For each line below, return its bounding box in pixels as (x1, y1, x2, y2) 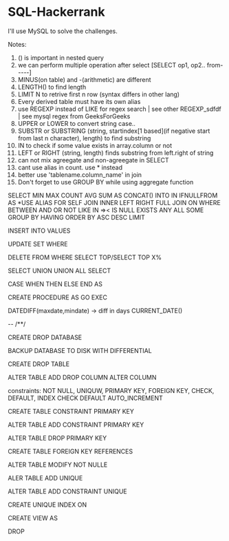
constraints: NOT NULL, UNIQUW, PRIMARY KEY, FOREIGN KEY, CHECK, (8, 386, 215, 394)
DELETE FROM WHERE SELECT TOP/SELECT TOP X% (8, 253, 162, 262)
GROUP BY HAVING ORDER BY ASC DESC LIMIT (8, 213, 145, 221)
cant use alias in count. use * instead (17, 163, 123, 171)
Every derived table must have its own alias (17, 97, 141, 105)
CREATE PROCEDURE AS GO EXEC (8, 293, 107, 301)
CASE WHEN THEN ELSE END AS (8, 279, 102, 288)
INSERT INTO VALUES (8, 226, 71, 235)
